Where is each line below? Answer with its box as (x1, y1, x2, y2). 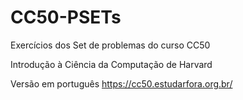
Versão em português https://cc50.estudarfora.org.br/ (10, 77, 233, 90)
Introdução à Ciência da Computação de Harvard (10, 58, 213, 70)
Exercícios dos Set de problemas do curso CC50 (10, 39, 211, 51)
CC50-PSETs (10, 6, 122, 29)
